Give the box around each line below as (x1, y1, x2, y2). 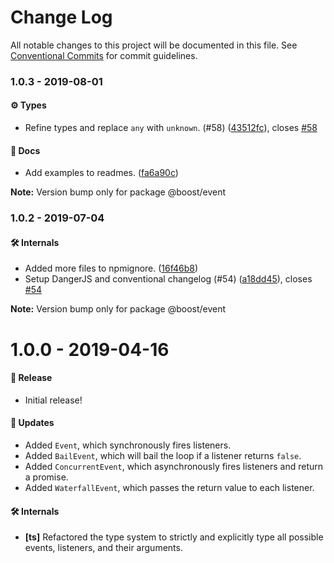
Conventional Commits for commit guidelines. (10, 49, 198, 61)
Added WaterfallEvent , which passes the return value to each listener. (24, 481, 315, 493)
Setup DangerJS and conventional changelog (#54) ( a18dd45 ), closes (24, 273, 313, 285)
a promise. (24, 471, 69, 483)
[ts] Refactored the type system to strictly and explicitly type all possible (24, 531, 324, 543)
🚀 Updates (10, 417, 55, 429)
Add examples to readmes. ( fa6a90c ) (24, 167, 179, 179)
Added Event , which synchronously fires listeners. (24, 439, 232, 451)
